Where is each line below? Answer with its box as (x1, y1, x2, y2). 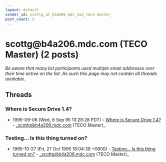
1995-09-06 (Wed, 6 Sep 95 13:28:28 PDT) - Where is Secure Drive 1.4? (12, 117, 161, 122)
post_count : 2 (5, 16, 35, 21)
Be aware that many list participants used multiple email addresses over (5, 65, 155, 71)
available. (5, 76, 26, 82)
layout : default (5, 7, 39, 12)
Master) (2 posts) (5, 48, 79, 60)
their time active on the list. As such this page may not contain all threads (5, 70, 157, 76)
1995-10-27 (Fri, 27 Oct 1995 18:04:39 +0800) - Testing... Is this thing (12, 146, 156, 152)
